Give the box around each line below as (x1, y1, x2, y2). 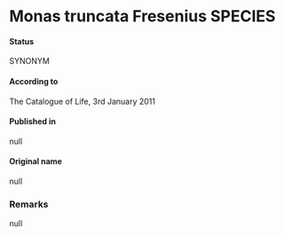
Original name (9, 156, 62, 167)
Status (9, 35, 35, 46)
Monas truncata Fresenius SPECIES (9, 6, 276, 27)
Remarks (9, 198, 49, 210)
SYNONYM (9, 56, 51, 67)
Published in (9, 116, 56, 127)
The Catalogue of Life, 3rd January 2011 (9, 96, 155, 106)
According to (9, 75, 59, 86)
